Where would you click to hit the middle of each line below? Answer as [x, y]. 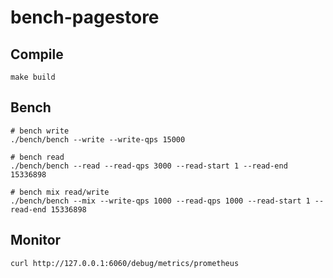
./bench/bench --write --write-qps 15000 [98, 139]
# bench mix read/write [60, 192]
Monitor [36, 240]
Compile [37, 54]
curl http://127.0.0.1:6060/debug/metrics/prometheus [125, 263]
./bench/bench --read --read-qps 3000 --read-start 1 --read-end [149, 166]
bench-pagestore [85, 17]
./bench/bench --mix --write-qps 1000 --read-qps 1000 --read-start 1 [160, 201]
